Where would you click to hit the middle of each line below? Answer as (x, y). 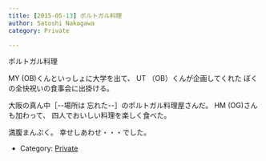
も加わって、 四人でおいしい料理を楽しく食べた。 (90, 115)
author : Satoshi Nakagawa (51, 23)
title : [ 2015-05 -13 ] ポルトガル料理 (65, 16)
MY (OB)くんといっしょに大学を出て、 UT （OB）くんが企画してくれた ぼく (133, 78)
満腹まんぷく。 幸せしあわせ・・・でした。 (79, 132)
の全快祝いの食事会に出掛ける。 (61, 88)
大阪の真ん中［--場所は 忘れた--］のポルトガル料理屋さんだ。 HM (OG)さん (133, 106)
